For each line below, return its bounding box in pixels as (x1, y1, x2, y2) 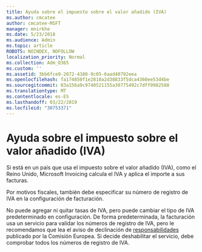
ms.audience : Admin (6, 37, 56, 43)
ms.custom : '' (6, 65, 42, 72)
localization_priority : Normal (6, 54, 86, 60)
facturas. (6, 177, 29, 184)
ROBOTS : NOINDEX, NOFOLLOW (6, 49, 75, 55)
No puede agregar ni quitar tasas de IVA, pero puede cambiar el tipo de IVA (6, 207, 195, 214)
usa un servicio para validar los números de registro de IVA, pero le (6, 220, 175, 227)
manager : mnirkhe (6, 26, 50, 32)
